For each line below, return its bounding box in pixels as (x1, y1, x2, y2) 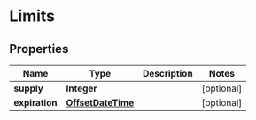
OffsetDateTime (66, 97, 135, 109)
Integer (66, 82, 97, 94)
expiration (13, 97, 58, 109)
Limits (9, 6, 56, 26)
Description (142, 68, 193, 79)
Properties (9, 41, 69, 56)
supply (13, 82, 44, 94)
